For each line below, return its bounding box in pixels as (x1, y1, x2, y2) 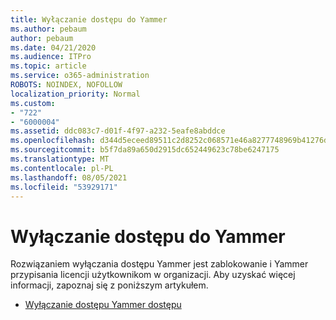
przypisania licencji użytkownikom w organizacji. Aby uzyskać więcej (10, 269, 296, 281)
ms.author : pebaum (10, 24, 87, 34)
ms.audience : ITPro (10, 52, 92, 62)
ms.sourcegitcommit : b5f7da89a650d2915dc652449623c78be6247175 (10, 145, 280, 155)
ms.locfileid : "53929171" (10, 182, 118, 192)
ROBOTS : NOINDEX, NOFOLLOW (10, 80, 123, 90)
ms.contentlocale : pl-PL (10, 163, 114, 173)
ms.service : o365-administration (10, 71, 150, 81)
